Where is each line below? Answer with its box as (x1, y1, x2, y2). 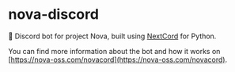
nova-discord (8, 5, 99, 23)
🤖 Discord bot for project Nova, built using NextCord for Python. (8, 31, 217, 41)
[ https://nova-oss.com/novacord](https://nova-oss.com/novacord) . (8, 55, 228, 64)
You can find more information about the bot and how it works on (8, 46, 221, 56)
